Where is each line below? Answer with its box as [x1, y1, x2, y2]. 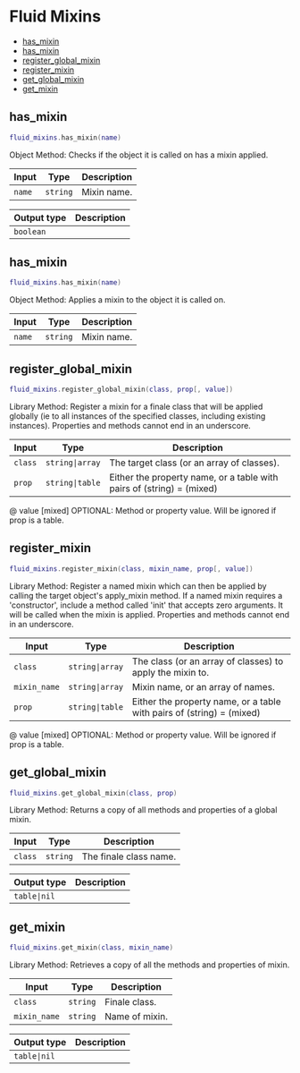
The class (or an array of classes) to [132, 655, 284, 668]
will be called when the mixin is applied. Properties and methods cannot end [9, 609, 290, 619]
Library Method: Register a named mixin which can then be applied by [9, 580, 267, 592]
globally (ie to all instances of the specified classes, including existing [9, 411, 266, 422]
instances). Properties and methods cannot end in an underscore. [9, 421, 252, 430]
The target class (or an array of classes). [109, 456, 279, 469]
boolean [13, 226, 46, 236]
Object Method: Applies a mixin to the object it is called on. [9, 294, 226, 305]
